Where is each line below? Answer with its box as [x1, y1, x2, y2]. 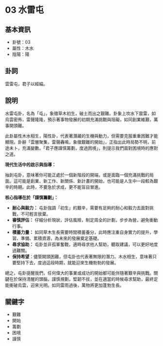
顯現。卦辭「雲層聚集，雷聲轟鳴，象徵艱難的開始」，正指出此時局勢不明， [5, 139, 152, 145]
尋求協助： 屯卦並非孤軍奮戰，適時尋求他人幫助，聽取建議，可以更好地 [12, 241, 154, 247]
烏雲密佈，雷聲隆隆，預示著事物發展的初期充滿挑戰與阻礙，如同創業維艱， [5, 116, 154, 122]
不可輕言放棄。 [20, 211, 51, 217]
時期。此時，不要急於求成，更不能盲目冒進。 [13, 184, 103, 190]
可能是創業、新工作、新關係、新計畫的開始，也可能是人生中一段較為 [17, 178, 154, 184]
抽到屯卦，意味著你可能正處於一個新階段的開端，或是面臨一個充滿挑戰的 [5, 172, 149, 178]
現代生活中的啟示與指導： [5, 161, 56, 167]
